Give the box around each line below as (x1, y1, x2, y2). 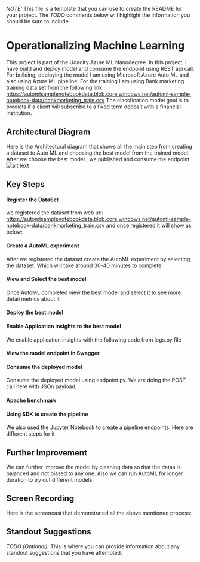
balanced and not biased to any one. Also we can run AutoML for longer (6, 470, 183, 477)
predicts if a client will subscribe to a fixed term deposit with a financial (6, 103, 181, 110)
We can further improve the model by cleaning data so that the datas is (6, 463, 181, 470)
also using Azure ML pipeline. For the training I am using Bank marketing (6, 77, 184, 84)
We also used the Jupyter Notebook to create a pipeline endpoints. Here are (6, 424, 193, 431)
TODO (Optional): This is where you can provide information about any (6, 542, 180, 550)
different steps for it (6, 430, 55, 437)
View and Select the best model (6, 276, 87, 283)
